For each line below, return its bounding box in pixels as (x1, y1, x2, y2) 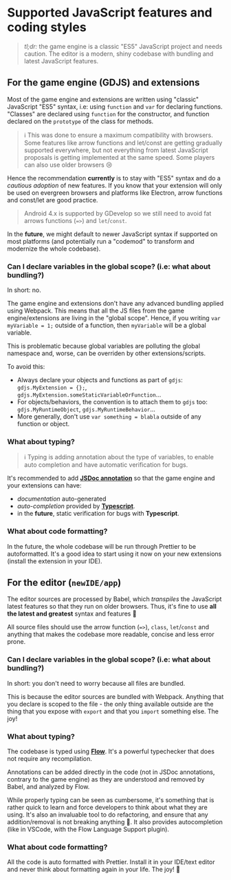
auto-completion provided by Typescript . (16, 502, 135, 510)
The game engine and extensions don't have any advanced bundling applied (7, 300, 224, 308)
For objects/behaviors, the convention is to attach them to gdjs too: (16, 398, 208, 406)
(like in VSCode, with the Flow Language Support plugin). (7, 825, 170, 834)
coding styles (7, 19, 87, 35)
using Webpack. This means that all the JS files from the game (7, 306, 184, 315)
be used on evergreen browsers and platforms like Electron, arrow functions (7, 188, 223, 197)
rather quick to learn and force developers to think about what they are (7, 804, 208, 812)
